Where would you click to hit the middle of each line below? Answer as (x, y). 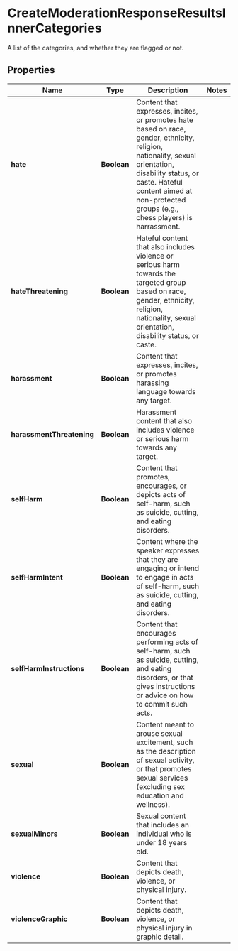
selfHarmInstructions (48, 668)
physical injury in (164, 928)
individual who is (164, 834)
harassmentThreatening (52, 434)
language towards (166, 391)
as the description (166, 751)
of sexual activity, (165, 760)
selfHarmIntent (37, 577)
